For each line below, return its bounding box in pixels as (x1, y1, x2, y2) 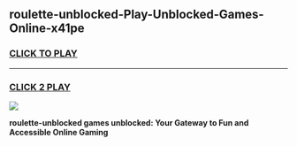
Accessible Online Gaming (9, 127, 109, 137)
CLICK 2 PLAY (9, 81, 71, 93)
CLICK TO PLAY (9, 48, 78, 60)
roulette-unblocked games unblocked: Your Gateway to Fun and (9, 117, 249, 127)
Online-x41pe (9, 21, 85, 36)
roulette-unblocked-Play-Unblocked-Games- (9, 7, 264, 22)
